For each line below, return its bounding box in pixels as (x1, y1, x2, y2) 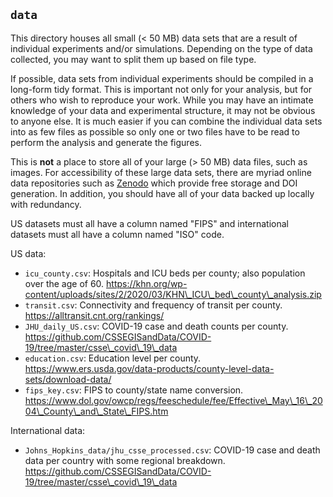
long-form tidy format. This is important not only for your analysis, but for (10, 83, 313, 95)
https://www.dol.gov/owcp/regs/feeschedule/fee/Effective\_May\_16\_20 (24, 394, 323, 406)
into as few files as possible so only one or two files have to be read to (10, 125, 300, 138)
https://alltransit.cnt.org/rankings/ (24, 309, 165, 321)
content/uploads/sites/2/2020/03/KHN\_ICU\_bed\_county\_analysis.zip (24, 288, 322, 300)
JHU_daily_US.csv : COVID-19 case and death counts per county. (24, 320, 289, 332)
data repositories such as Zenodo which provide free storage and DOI (10, 177, 298, 189)
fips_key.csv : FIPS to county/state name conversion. (24, 384, 244, 396)
